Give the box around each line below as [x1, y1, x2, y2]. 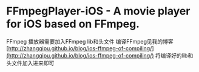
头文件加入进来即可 [6, 59, 55, 67]
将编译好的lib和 [155, 51, 194, 59]
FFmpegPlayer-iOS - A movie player [6, 4, 191, 18]
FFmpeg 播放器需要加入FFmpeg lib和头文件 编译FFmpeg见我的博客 [6, 38, 174, 45]
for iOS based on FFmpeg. [6, 17, 140, 31]
